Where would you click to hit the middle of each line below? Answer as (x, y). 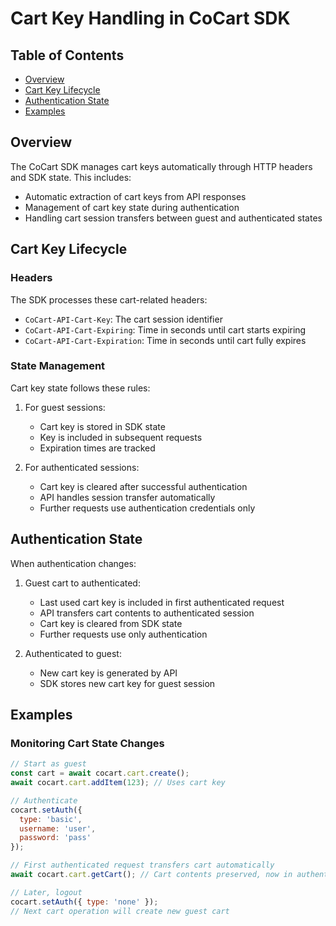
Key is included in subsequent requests (121, 437)
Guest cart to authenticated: (82, 583)
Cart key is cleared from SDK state (111, 623)
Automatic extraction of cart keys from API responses (135, 196)
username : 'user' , (58, 828)
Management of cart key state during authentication (132, 207)
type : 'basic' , (51, 819)
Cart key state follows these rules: (80, 388)
